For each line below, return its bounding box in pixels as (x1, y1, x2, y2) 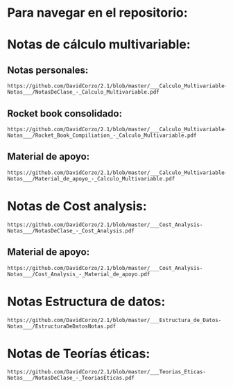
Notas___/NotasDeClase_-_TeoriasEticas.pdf (7, 375, 135, 382)
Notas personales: (7, 64, 89, 76)
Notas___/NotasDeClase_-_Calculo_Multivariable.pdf (7, 89, 159, 96)
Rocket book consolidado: (7, 108, 123, 119)
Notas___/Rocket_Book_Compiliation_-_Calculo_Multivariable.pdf (7, 132, 197, 139)
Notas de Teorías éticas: (7, 346, 150, 362)
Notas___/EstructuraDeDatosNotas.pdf (7, 323, 116, 330)
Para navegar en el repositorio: (7, 5, 189, 21)
